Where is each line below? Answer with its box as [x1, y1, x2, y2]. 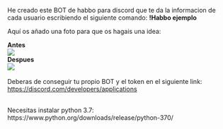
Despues [7, 56, 35, 63]
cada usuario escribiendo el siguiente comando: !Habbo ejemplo [7, 13, 197, 22]
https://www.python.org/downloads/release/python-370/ [7, 113, 173, 122]
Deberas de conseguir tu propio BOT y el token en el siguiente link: [7, 78, 202, 85]
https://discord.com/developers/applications [7, 85, 137, 93]
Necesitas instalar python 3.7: [7, 106, 94, 114]
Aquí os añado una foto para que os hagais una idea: [7, 27, 161, 35]
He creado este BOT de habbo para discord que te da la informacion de [7, 6, 216, 14]
